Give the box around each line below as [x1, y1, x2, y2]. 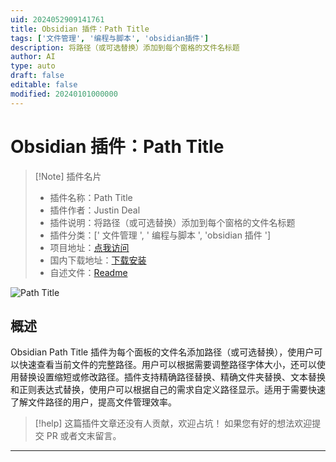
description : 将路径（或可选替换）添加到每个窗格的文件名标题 [10, 42, 240, 53]
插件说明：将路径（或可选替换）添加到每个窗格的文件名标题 [49, 216, 296, 228]
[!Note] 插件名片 [34, 170, 102, 182]
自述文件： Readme [49, 266, 128, 278]
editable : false [10, 80, 78, 90]
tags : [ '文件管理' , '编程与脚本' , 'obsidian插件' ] [10, 33, 210, 43]
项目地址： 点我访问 [49, 241, 130, 253]
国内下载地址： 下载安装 [49, 254, 147, 266]
